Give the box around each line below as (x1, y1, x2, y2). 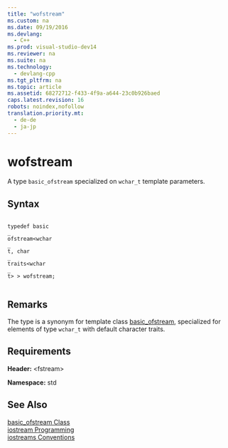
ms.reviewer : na (7, 51, 55, 58)
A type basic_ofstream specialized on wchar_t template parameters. (7, 177, 205, 186)
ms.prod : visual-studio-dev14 (7, 43, 97, 51)
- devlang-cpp (13, 70, 55, 77)
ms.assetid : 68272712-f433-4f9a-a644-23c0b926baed (7, 90, 161, 97)
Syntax (7, 197, 40, 210)
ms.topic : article (7, 83, 62, 90)
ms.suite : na (7, 57, 46, 64)
